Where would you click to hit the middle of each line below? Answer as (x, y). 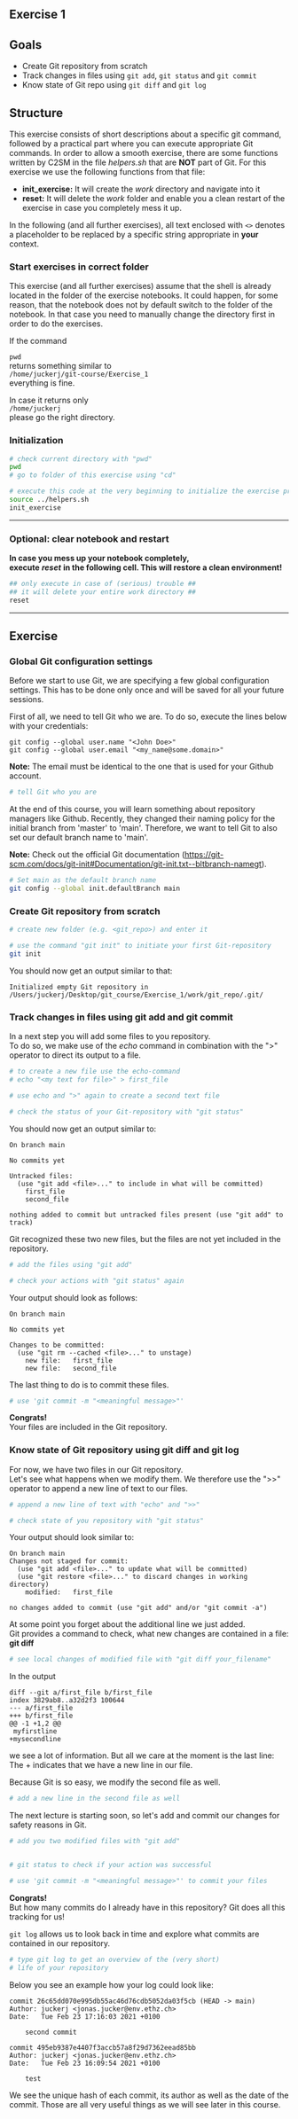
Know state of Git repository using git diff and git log (124, 1450)
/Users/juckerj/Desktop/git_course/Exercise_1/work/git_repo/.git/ (137, 995)
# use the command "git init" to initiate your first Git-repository (141, 946)
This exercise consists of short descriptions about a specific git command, (145, 134)
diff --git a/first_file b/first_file (81, 1693)
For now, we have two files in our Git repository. (96, 1469)
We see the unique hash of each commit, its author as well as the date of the (149, 2095)
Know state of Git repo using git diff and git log (114, 85)
